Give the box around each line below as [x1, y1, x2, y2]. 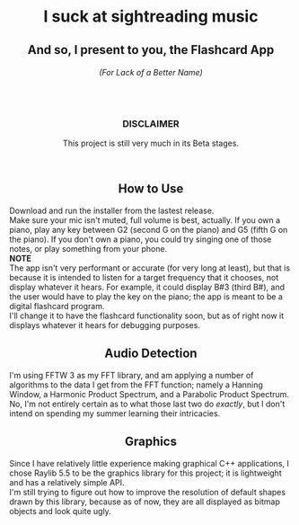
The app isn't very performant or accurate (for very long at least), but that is [9, 262, 290, 273]
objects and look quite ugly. [9, 505, 112, 516]
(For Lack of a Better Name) [98, 67, 204, 78]
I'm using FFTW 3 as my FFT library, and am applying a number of [9, 369, 254, 380]
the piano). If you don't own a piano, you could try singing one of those [9, 234, 272, 245]
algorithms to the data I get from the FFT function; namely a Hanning [9, 379, 263, 390]
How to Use [118, 182, 184, 197]
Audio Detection [104, 346, 198, 361]
